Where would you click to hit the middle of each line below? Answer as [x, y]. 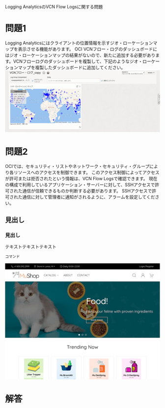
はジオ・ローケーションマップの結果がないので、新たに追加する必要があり [80, 55]
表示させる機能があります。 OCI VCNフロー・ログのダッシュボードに [88, 49]
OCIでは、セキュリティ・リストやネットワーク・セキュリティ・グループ [77, 166]
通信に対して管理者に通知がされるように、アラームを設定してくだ [88, 197]
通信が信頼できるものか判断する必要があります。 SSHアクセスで [87, 190]
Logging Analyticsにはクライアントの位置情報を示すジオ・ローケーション [79, 43]
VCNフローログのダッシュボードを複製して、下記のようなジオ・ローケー [86, 61]
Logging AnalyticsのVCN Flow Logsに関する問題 [54, 7]
